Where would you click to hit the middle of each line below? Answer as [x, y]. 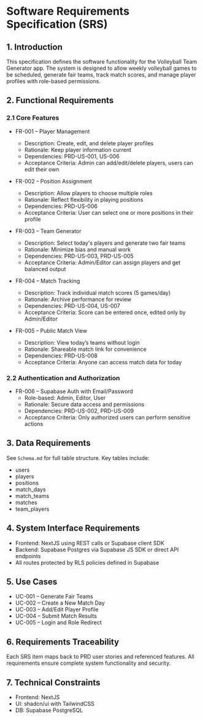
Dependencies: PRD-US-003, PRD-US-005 [79, 256]
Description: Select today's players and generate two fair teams [105, 243]
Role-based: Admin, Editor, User [65, 397]
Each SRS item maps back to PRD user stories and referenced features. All [100, 657]
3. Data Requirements [48, 443]
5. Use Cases [32, 582]
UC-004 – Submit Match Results [56, 616]
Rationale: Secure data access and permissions [84, 404]
